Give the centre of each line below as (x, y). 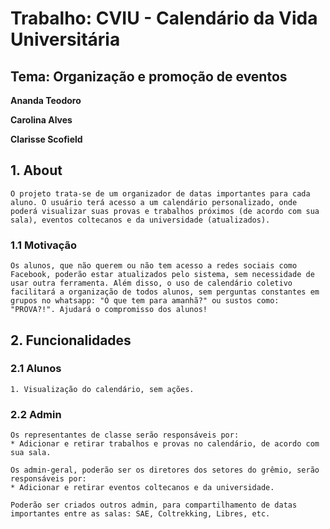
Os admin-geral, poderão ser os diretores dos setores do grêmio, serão (165, 470)
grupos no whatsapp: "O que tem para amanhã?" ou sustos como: (145, 301)
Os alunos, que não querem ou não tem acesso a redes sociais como (154, 266)
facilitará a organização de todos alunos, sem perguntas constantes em (165, 292)
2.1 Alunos (36, 369)
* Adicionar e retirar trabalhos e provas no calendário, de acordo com (165, 444)
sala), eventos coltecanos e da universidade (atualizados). (140, 220)
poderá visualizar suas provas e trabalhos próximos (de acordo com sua (165, 211)
